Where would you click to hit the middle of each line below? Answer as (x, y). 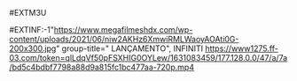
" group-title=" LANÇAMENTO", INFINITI (130, 48)
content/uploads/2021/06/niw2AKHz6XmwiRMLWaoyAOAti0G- (124, 39)
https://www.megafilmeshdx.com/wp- (123, 29)
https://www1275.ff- (242, 48)
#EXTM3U (28, 13)
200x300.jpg (33, 48)
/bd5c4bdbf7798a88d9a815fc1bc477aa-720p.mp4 (102, 67)
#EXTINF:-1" (32, 29)
